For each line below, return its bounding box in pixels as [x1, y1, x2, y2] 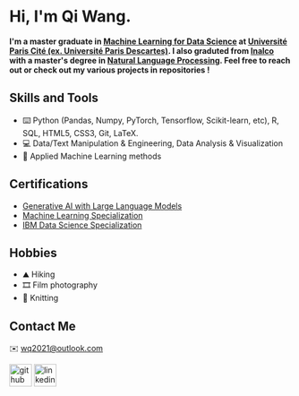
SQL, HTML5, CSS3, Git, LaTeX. [21, 127, 139, 138]
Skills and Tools [9, 90, 98, 106]
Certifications [9, 176, 89, 192]
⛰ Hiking [21, 269, 56, 280]
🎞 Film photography [21, 280, 98, 290]
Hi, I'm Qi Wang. [9, 6, 132, 27]
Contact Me [9, 318, 76, 333]
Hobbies [9, 245, 58, 261]
